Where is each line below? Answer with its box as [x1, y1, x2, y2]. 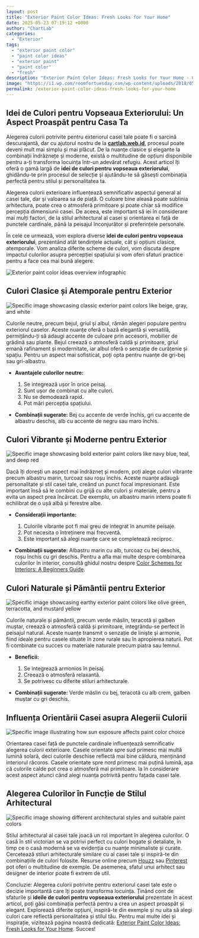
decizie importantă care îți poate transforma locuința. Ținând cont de [6, 887, 174, 895]
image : [6, 81, 23, 87]
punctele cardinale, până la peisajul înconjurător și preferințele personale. [6, 221, 185, 228]
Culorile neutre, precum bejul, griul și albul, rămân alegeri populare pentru [6, 319, 187, 327]
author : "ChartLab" [6, 25, 54, 32]
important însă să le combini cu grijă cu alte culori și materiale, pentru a [6, 487, 181, 494]
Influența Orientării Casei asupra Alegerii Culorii [6, 713, 187, 723]
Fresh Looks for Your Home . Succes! [6, 925, 96, 932]
